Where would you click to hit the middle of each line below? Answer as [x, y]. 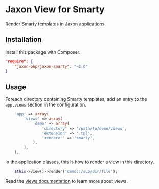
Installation [24, 40]
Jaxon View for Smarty [55, 9]
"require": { [19, 61]
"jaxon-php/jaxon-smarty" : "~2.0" [51, 66]
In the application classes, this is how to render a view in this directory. [80, 162]
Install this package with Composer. [43, 52]
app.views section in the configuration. [46, 105]
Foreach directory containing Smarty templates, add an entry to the [76, 99]
